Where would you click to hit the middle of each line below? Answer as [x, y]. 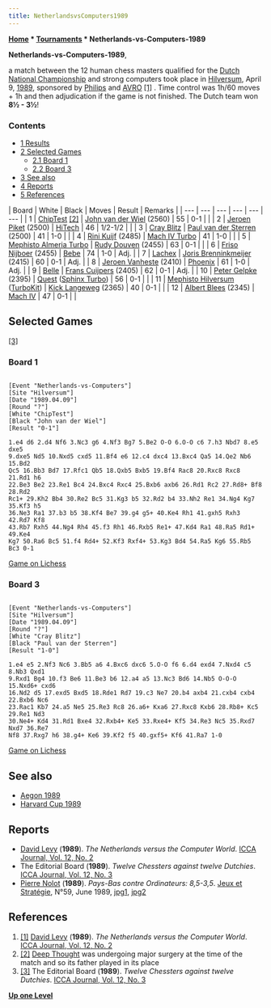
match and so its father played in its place [89, 962]
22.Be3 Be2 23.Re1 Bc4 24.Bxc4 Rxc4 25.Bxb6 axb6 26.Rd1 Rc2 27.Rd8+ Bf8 [135, 485]
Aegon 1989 [40, 795]
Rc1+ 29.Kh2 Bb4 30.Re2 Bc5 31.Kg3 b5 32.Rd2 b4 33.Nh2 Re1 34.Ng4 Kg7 [131, 499]
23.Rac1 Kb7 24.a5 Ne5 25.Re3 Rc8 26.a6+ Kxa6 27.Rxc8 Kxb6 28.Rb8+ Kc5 [133, 707]
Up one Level [31, 995]
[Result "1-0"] [34, 651]
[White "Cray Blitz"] [45, 637]
